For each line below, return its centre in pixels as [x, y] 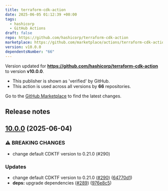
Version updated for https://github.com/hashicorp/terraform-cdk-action [82, 66]
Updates [16, 166]
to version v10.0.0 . [24, 71]
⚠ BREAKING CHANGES [35, 143]
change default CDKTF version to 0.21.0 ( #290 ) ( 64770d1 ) [72, 177]
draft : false [19, 33]
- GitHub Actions [28, 28]
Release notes [28, 111]
